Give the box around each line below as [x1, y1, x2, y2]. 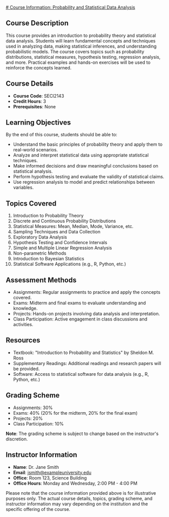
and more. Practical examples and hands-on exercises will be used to [6, 59, 151, 65]
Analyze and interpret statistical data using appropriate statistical [13, 152, 149, 158]
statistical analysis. [13, 168, 53, 174]
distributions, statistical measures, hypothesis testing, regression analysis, [6, 54, 161, 60]
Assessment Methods [6, 275, 77, 284]
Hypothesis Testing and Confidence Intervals [13, 240, 108, 246]
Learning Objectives [6, 118, 71, 127]
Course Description [6, 19, 69, 27]
